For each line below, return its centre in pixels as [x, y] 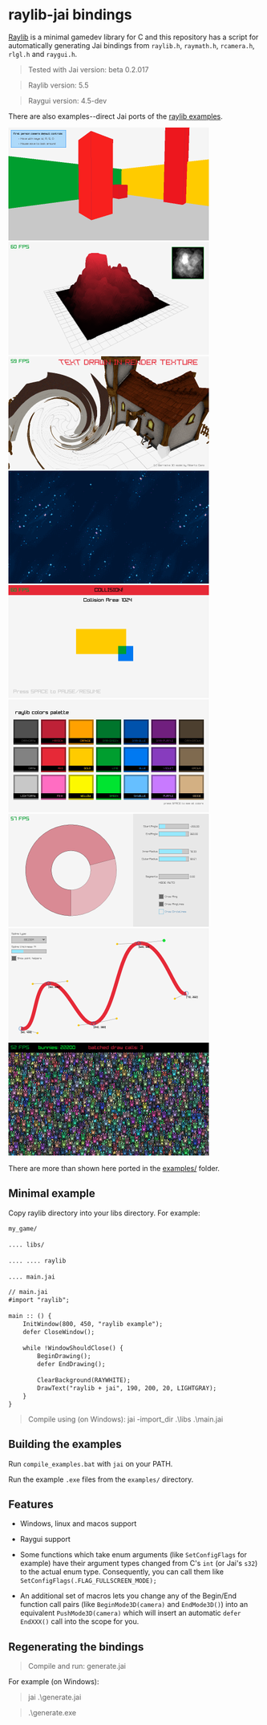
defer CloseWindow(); [59, 1332]
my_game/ [23, 1229]
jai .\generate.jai [55, 1697]
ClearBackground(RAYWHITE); [84, 1380]
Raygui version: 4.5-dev [67, 100]
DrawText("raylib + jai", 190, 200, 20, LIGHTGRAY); [127, 1388]
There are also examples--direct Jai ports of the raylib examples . [115, 116]
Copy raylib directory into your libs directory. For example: [104, 1213]
